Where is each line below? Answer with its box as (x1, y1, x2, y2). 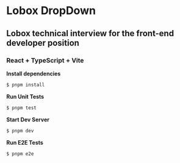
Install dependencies (6, 70, 61, 77)
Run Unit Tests (6, 93, 45, 100)
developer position (6, 37, 79, 48)
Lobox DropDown (6, 4, 96, 18)
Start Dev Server (6, 116, 50, 123)
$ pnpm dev (6, 127, 34, 134)
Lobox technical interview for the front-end (6, 28, 175, 39)
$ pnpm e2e (6, 151, 34, 157)
